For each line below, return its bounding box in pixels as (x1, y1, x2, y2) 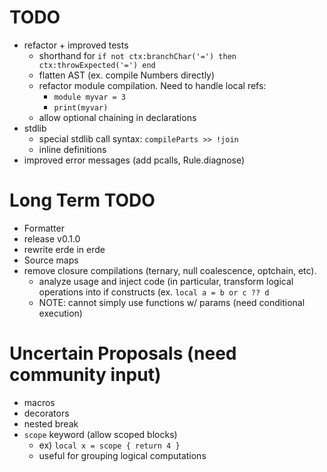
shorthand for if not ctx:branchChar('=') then (38, 49, 237, 61)
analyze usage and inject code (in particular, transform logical (38, 275, 294, 287)
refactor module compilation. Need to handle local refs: (38, 79, 267, 91)
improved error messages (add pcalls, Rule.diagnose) (23, 154, 246, 166)
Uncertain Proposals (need (9, 342, 237, 365)
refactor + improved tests (23, 39, 129, 51)
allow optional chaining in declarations (38, 111, 197, 123)
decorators (23, 407, 70, 419)
